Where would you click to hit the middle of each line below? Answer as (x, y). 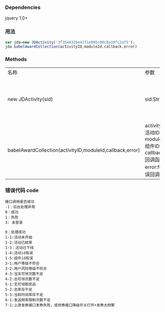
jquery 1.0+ (16, 18)
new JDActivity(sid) (30, 99)
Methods (16, 59)
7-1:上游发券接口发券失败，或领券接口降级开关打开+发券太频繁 (60, 305)
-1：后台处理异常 (20, 207)
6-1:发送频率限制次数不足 (28, 300)
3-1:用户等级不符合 (22, 263)
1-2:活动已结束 (19, 242)
